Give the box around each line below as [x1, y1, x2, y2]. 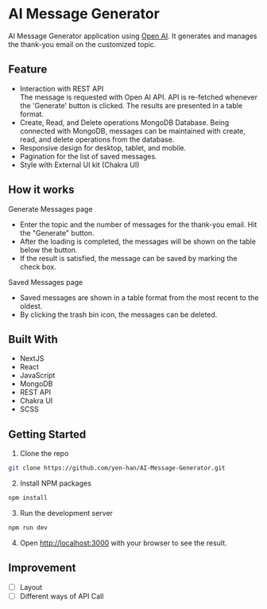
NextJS [19, 353, 44, 363]
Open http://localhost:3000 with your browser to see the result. [19, 538, 228, 548]
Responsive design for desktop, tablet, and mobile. [19, 142, 187, 152]
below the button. [19, 244, 78, 255]
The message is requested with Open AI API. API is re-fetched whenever [19, 92, 258, 102]
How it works [8, 183, 75, 197]
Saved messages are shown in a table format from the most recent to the [19, 292, 259, 303]
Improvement [8, 561, 76, 575]
